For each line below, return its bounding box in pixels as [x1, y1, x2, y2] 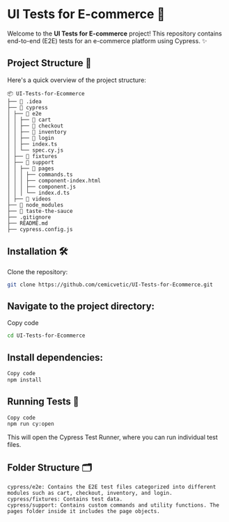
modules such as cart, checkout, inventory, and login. [7, 490, 173, 497]
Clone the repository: [7, 267, 68, 276]
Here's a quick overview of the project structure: [7, 76, 146, 84]
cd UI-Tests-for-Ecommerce [7, 332, 86, 340]
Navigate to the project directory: [7, 300, 155, 312]
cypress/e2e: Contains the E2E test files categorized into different [7, 484, 216, 491]
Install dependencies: [7, 351, 103, 363]
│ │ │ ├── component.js [7, 183, 77, 190]
